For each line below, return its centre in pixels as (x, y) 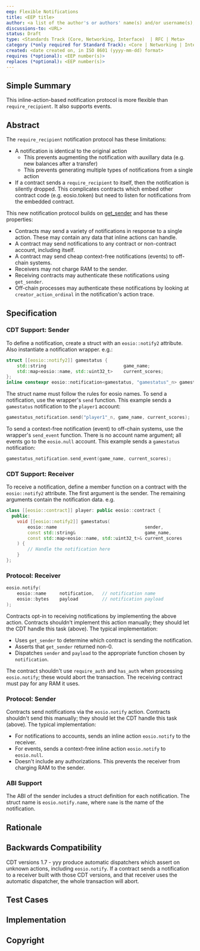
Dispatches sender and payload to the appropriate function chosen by (100, 652)
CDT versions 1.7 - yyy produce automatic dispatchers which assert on (93, 862)
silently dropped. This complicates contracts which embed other (94, 189)
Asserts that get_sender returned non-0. (64, 647)
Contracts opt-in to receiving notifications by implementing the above (91, 616)
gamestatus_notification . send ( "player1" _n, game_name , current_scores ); (98, 418)
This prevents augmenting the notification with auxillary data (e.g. (104, 157)
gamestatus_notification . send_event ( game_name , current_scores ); (89, 459)
